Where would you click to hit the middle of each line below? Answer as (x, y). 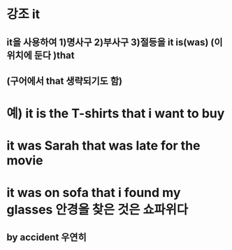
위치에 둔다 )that (41, 55)
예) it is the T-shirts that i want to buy (116, 114)
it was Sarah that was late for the (103, 146)
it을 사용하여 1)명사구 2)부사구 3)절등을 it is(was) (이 (115, 42)
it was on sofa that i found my (94, 193)
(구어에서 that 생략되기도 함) (65, 81)
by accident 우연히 (46, 237)
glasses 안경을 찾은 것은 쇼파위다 (97, 209)
